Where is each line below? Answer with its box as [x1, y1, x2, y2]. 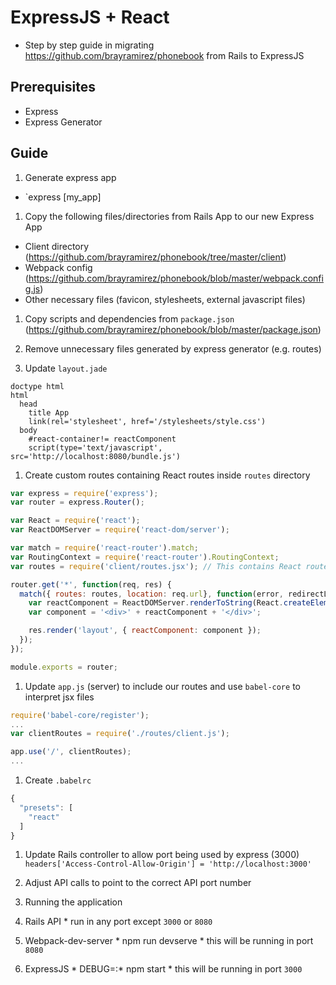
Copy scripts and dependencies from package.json [24, 312, 235, 325]
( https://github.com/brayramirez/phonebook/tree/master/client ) [24, 251, 287, 263]
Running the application [24, 896, 123, 908]
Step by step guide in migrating [24, 39, 155, 51]
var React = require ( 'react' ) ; [10, 516, 141, 526]
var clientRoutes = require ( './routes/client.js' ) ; [10, 729, 230, 739]
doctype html [10, 381, 65, 391]
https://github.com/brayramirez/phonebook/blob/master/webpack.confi [28, 272, 324, 284]
